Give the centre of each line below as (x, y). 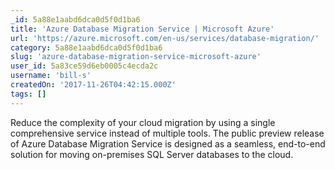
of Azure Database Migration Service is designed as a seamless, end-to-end (168, 143)
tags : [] (28, 94)
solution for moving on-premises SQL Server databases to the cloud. (152, 154)
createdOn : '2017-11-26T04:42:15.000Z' (93, 85)
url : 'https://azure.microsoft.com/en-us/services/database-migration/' (165, 38)
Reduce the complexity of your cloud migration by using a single (143, 122)
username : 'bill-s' (51, 76)
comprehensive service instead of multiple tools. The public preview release (167, 133)
